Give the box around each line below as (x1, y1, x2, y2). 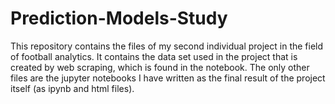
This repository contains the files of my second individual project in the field (10, 40, 324, 52)
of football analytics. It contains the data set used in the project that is (10, 50, 298, 62)
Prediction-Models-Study (10, 7, 228, 30)
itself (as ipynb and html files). (10, 82, 135, 94)
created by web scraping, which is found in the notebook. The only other (10, 61, 310, 73)
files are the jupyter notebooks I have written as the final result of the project (10, 72, 326, 84)
